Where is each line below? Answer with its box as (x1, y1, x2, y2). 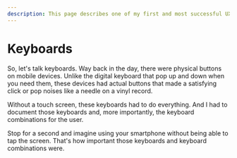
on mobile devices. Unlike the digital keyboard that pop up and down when (7, 71, 225, 80)
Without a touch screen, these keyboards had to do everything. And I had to (7, 100, 228, 109)
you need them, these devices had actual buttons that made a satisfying (7, 79, 217, 87)
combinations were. (7, 144, 65, 152)
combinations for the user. (7, 115, 84, 123)
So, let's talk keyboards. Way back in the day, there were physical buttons (7, 64, 222, 73)
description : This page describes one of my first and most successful (7, 10, 222, 18)
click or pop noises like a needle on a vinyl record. (7, 86, 153, 95)
